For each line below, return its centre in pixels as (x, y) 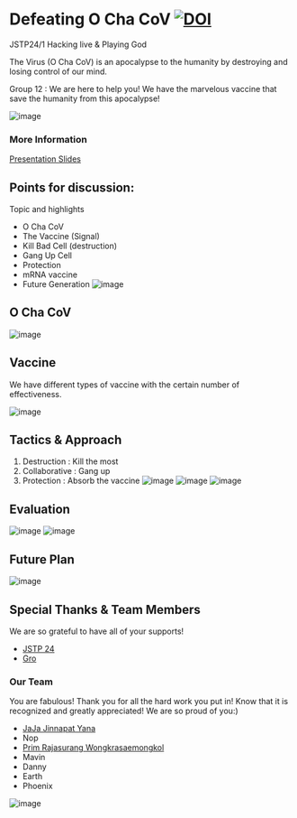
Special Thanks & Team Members (105, 609)
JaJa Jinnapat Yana (59, 729)
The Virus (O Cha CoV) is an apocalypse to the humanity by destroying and (148, 61)
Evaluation (40, 509)
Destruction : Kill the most (70, 461)
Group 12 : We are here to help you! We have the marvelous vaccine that (143, 88)
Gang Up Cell (47, 256)
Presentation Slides (45, 159)
